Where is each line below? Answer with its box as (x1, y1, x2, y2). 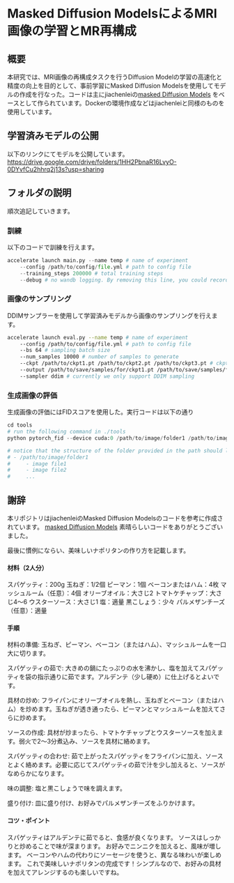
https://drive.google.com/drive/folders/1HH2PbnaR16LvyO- (7, 158, 178, 166)
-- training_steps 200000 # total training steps (19, 270, 164, 277)
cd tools (7, 422, 33, 429)
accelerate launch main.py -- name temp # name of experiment (7, 256, 189, 264)
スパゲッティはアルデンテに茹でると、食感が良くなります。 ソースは (7, 833, 203, 841)
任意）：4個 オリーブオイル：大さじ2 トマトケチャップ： (49, 589, 210, 597)
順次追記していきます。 (7, 206, 75, 215)
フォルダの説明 (7, 187, 72, 199)
